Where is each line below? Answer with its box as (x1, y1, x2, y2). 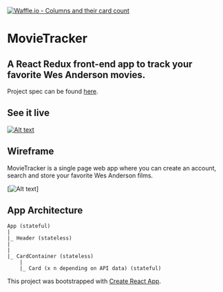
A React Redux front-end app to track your (7, 58, 193, 70)
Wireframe (7, 146, 54, 157)
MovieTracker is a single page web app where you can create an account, (7, 164, 217, 172)
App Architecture (7, 204, 83, 217)
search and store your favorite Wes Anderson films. (7, 171, 153, 179)
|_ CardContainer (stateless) (7, 253, 94, 260)
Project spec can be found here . (7, 87, 98, 95)
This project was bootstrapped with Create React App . (7, 277, 162, 286)
